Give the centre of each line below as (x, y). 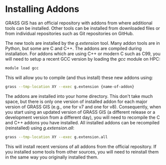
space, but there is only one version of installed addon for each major (76, 101)
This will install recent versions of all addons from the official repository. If (81, 146)
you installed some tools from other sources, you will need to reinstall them (82, 152)
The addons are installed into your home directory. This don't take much (79, 96)
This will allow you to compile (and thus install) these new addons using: (79, 78)
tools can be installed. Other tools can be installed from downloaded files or (83, 28)
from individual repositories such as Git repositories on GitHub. (70, 33)
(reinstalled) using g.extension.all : (40, 128)
